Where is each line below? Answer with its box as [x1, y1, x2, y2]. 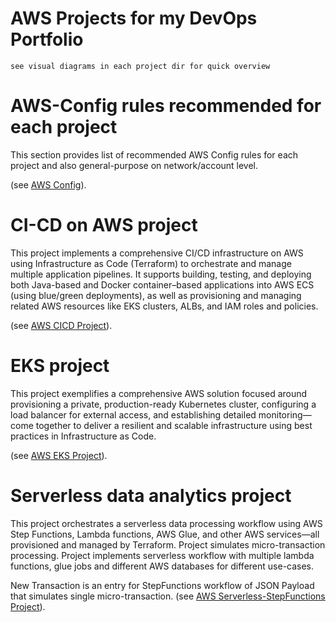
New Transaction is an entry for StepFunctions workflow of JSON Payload [10, 579, 315, 591]
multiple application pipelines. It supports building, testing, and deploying [10, 268, 312, 280]
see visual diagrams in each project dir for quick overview [10, 61, 271, 71]
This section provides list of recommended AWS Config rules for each [10, 148, 299, 161]
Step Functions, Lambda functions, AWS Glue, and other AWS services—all [10, 528, 320, 540]
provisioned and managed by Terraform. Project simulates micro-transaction [10, 538, 326, 551]
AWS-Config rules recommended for [10, 95, 322, 117]
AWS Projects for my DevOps [10, 7, 258, 30]
